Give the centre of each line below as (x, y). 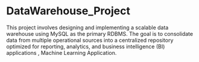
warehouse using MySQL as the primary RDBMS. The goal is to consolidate (100, 33)
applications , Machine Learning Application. (62, 52)
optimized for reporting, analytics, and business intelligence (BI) (86, 46)
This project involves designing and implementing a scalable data (87, 27)
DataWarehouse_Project (68, 11)
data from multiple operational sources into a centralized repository (90, 40)
